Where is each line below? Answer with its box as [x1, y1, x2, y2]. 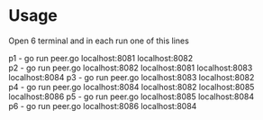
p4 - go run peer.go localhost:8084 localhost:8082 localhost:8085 [8, 81, 255, 92]
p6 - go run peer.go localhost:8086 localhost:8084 [8, 100, 197, 111]
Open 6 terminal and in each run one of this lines [8, 35, 190, 46]
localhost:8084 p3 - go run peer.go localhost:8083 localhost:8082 [8, 71, 255, 82]
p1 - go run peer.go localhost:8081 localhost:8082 [8, 52, 194, 63]
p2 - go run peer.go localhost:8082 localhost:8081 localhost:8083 [8, 62, 253, 73]
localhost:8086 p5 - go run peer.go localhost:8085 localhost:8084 [8, 91, 255, 102]
